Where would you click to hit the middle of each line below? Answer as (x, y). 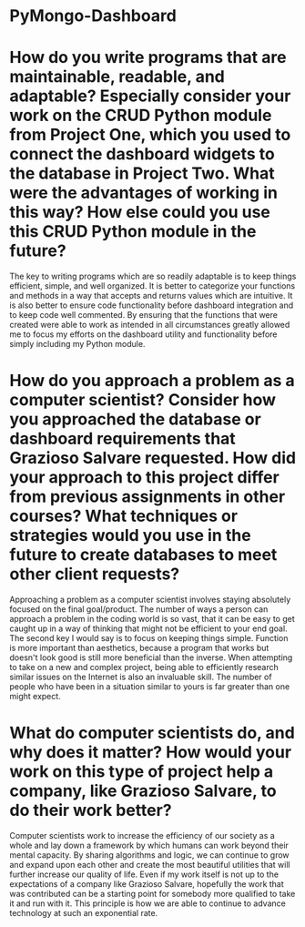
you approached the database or (135, 419)
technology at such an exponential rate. (84, 913)
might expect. (35, 697)
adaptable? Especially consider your (150, 96)
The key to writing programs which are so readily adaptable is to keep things (153, 276)
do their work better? (91, 810)
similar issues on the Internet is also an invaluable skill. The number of (141, 677)
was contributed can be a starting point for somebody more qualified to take (152, 894)
